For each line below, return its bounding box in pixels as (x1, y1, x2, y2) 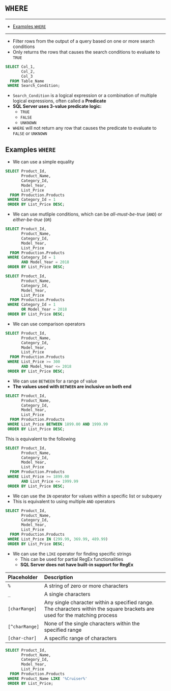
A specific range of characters (44, 634, 117, 641)
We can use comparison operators (12, 321, 85, 327)
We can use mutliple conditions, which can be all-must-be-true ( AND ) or (12, 211, 162, 218)
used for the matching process (44, 611, 118, 618)
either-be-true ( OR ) (12, 217, 52, 223)
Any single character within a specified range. (44, 599, 154, 606)
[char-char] (8, 635, 37, 641)
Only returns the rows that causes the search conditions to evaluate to (12, 49, 160, 55)
